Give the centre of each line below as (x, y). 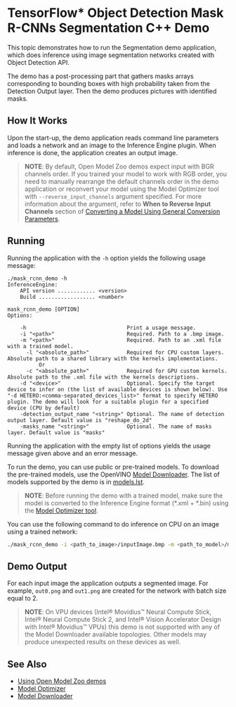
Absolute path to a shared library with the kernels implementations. (113, 358)
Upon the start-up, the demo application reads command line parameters (113, 137)
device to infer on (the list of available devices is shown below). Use (118, 389)
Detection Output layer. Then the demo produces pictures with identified (112, 91)
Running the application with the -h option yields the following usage (106, 258)
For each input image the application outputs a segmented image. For (108, 584)
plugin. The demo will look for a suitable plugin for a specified (108, 402)
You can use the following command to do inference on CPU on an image (113, 524)
